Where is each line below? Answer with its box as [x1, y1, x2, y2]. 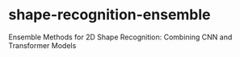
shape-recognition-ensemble [8, 6, 212, 24]
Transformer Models [8, 40, 77, 50]
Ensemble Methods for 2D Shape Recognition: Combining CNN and [8, 32, 233, 42]
